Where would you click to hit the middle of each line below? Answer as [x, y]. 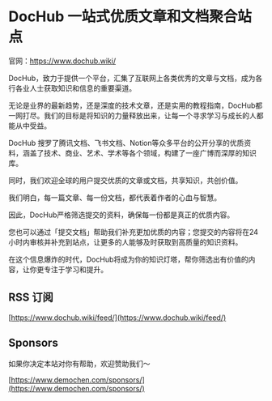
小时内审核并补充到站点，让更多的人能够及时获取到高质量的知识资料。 [125, 242]
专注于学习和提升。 [75, 269]
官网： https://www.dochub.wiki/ [62, 61]
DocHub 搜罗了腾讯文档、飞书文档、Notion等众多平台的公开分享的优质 [126, 143]
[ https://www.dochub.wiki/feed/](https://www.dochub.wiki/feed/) [117, 318]
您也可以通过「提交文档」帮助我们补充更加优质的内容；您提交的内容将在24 [134, 232]
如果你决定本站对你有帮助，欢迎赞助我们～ [79, 363]
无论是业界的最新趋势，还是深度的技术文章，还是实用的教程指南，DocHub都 [136, 105]
